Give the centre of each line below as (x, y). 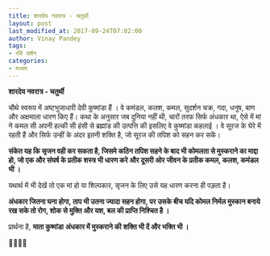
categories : (28, 61)
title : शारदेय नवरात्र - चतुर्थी (48, 16)
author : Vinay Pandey (45, 38)
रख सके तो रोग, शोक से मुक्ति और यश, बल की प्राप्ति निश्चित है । (89, 210)
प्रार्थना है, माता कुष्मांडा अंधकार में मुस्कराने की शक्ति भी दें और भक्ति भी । (99, 226)
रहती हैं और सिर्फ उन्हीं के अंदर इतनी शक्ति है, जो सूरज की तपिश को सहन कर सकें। (115, 135)
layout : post (30, 23)
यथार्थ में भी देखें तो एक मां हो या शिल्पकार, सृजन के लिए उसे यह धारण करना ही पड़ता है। (120, 185)
